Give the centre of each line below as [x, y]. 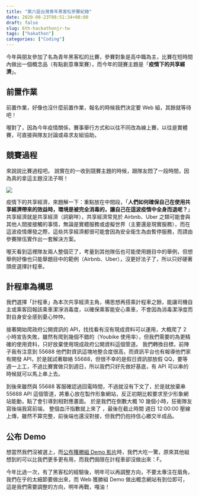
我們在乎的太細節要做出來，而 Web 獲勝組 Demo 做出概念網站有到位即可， [97, 479]
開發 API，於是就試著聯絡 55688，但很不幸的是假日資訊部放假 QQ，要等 [99, 359]
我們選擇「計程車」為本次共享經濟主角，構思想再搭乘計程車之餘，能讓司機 [97, 302]
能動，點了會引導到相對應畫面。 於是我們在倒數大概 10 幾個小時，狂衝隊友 [102, 401]
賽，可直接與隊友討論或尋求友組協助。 [53, 135]
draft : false [22, 23]
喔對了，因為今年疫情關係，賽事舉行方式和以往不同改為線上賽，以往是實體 [97, 127]
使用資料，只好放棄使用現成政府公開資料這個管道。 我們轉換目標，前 [100, 344]
